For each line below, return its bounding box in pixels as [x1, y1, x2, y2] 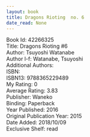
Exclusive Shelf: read [6, 125, 58, 132]
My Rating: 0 [6, 81, 38, 88]
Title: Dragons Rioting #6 [6, 42, 68, 50]
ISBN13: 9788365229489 [6, 74, 69, 81]
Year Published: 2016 [6, 106, 59, 114]
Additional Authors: [6, 62, 54, 69]
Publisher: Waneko [6, 93, 53, 101]
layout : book [6, 8, 39, 15]
